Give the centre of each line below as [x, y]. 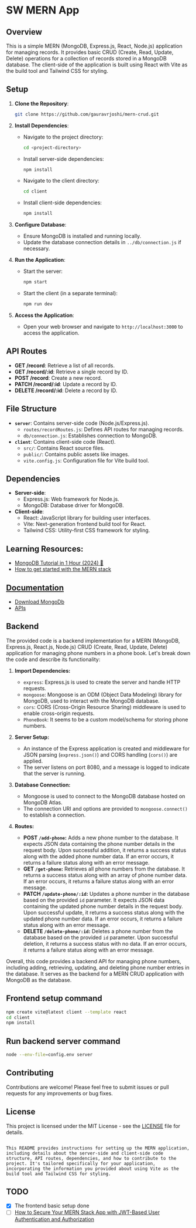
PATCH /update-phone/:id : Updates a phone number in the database [106, 893]
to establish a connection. [54, 815]
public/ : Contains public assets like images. [76, 454]
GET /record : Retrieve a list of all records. [65, 365]
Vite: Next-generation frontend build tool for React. [85, 524]
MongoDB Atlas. [43, 802]
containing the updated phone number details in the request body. [103, 906]
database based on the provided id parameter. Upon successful [101, 937]
